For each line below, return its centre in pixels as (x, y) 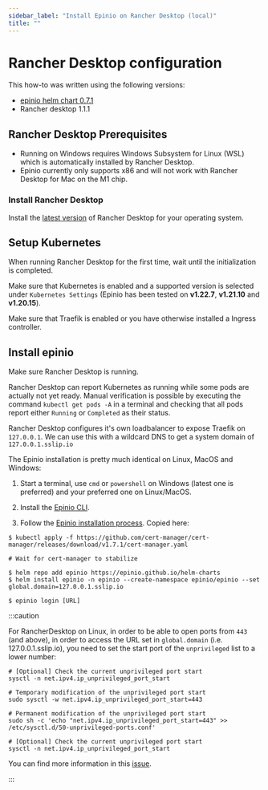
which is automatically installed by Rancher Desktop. (107, 162)
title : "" (25, 23)
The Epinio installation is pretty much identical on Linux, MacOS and (121, 460)
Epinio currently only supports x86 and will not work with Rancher (129, 171)
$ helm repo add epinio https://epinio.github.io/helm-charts (114, 573)
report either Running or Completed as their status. (89, 413)
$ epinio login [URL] (45, 601)
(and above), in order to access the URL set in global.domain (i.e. (116, 640)
